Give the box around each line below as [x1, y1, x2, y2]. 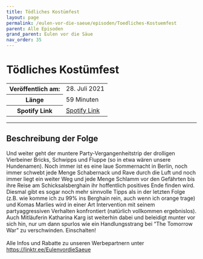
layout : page [6, 14, 39, 21]
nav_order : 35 [6, 37, 42, 43]
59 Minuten [66, 95, 99, 103]
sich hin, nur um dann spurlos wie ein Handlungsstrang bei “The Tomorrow [6, 220, 193, 227]
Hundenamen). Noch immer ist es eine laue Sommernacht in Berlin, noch [6, 162, 188, 170]
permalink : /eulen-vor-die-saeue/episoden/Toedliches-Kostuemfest [6, 20, 177, 26]
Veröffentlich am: [9, 85, 60, 93]
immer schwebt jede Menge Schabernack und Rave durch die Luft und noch [6, 168, 196, 176]
